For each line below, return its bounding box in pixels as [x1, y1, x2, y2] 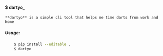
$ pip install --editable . [14, 42, 71, 47]
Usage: [5, 30, 20, 36]
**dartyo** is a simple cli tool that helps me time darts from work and [5, 15, 159, 20]
